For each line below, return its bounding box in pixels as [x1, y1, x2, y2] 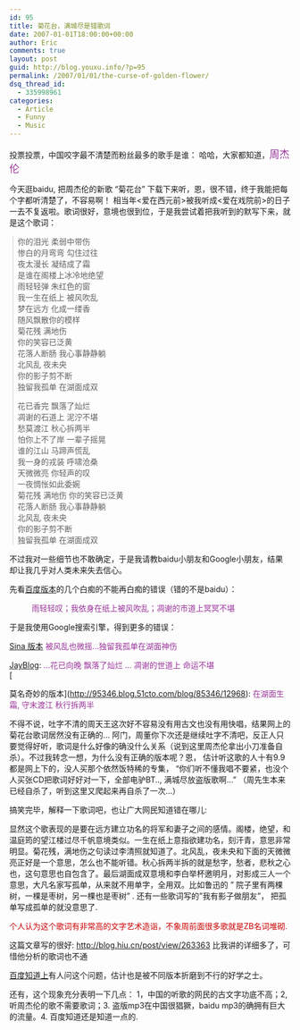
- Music [17, 122, 46, 131]
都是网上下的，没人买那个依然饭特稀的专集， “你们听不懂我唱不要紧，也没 [9, 764, 281, 773]
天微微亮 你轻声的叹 [17, 468, 91, 478]
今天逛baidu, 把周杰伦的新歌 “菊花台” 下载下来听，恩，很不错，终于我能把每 [9, 184, 288, 194]
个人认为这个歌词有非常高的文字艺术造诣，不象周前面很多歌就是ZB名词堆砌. [9, 921, 287, 931]
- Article [17, 105, 54, 114]
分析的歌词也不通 [24, 951, 87, 961]
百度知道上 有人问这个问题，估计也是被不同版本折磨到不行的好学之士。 [9, 970, 268, 980]
